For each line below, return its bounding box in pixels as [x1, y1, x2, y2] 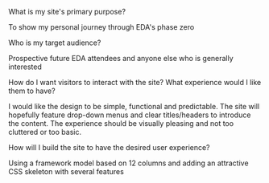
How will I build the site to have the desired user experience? [8, 143, 211, 152]
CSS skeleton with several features [8, 167, 125, 176]
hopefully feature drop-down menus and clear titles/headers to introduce [8, 110, 251, 120]
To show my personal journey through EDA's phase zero [8, 22, 195, 31]
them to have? [8, 86, 56, 96]
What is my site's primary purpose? [8, 7, 126, 16]
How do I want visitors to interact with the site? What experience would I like [8, 78, 262, 87]
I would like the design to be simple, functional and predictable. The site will [8, 102, 260, 111]
